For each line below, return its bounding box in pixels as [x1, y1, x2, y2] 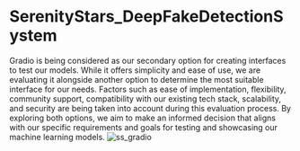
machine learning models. [9, 131, 105, 142]
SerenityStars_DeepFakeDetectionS [9, 6, 285, 27]
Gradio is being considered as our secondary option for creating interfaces [9, 55, 287, 66]
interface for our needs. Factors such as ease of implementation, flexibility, [9, 84, 287, 94]
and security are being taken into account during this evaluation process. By [9, 102, 292, 113]
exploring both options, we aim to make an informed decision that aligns [9, 112, 277, 123]
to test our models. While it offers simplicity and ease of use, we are [9, 65, 261, 75]
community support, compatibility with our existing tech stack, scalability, [9, 93, 281, 104]
